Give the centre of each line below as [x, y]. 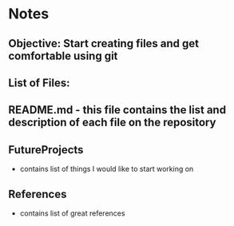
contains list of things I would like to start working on [107, 169]
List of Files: [39, 83]
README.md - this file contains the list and [117, 110]
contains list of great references [72, 213]
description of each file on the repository [112, 123]
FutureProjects [46, 150]
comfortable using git [63, 56]
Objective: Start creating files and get [104, 44]
